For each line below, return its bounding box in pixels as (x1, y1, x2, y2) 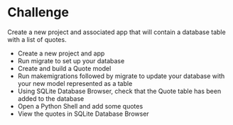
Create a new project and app (17, 49, 105, 58)
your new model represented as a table (17, 79, 133, 87)
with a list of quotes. (7, 35, 67, 43)
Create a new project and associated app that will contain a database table (7, 28, 226, 36)
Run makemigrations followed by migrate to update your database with (17, 72, 225, 80)
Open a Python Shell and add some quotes (17, 102, 143, 110)
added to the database (17, 94, 85, 103)
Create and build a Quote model (17, 64, 112, 72)
